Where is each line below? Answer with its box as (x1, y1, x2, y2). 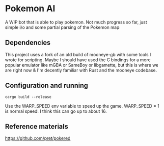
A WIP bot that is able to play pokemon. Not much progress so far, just (5, 19, 147, 25)
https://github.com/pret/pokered (5, 135, 71, 141)
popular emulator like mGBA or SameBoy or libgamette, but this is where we (5, 62, 159, 68)
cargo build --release (5, 94, 52, 99)
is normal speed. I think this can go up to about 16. (5, 108, 107, 114)
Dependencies (5, 39, 51, 47)
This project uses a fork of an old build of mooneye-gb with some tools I (5, 51, 151, 57)
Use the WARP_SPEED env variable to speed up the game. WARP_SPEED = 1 (5, 103, 160, 109)
